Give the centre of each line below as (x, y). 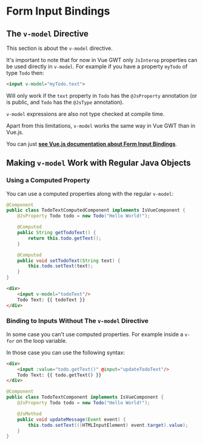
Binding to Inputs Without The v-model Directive (77, 321)
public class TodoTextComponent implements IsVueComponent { (85, 397)
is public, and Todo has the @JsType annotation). (65, 102)
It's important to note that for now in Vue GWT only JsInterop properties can (102, 60)
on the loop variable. (42, 340)
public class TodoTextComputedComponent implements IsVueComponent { (96, 210)
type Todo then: (25, 73)
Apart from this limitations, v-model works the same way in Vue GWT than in (101, 125)
